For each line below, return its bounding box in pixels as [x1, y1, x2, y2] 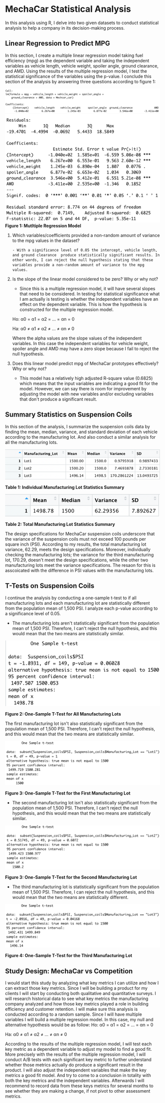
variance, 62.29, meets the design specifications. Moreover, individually [5, 546, 151, 552]
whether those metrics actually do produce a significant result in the [5, 1062, 143, 1068]
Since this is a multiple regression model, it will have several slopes [19, 285, 156, 291]
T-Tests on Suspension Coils [5, 582, 95, 590]
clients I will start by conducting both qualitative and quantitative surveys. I [5, 991, 156, 997]
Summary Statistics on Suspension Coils [5, 411, 133, 419]
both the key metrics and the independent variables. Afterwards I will [5, 1078, 145, 1084]
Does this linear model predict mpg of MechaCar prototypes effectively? [12, 360, 159, 366]
